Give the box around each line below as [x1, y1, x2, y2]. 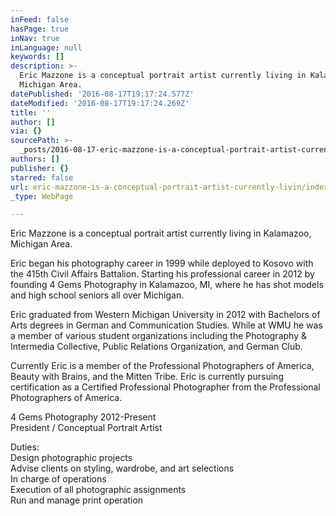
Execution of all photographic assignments [10, 484, 187, 496]
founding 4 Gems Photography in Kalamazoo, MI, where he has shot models [10, 279, 324, 291]
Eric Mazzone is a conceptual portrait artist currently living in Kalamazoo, [10, 227, 312, 240]
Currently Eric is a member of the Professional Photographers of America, [10, 360, 315, 372]
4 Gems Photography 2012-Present [10, 411, 157, 423]
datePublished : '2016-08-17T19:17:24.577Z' [10, 89, 195, 99]
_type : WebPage [10, 191, 74, 201]
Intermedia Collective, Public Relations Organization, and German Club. [10, 341, 303, 353]
